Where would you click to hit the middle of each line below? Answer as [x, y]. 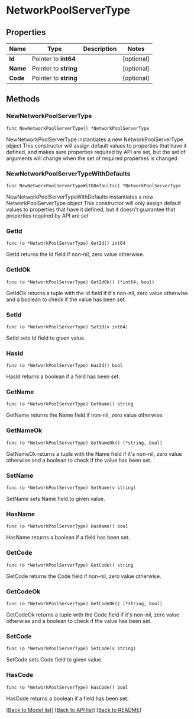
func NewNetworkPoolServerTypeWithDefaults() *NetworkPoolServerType [94, 186]
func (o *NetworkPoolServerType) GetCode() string [70, 565]
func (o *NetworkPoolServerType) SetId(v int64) [67, 327]
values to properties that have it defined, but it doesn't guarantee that [91, 209]
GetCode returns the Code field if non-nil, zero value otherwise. [84, 576]
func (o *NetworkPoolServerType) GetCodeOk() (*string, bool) [84, 603]
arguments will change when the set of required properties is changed [92, 158]
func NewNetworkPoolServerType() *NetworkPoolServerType [78, 128]
